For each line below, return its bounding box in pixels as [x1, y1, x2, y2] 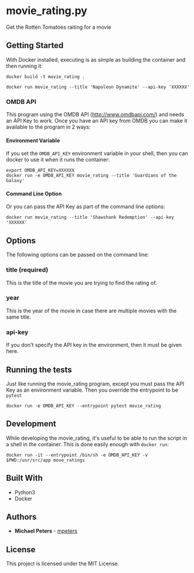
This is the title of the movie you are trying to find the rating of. [6, 279, 157, 286]
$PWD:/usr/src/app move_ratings [6, 457, 85, 463]
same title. [6, 313, 31, 321]
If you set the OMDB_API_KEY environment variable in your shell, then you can [6, 150, 189, 157]
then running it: [6, 62, 43, 69]
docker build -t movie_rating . [6, 73, 85, 80]
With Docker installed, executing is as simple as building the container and [6, 56, 186, 63]
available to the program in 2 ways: [6, 123, 91, 130]
